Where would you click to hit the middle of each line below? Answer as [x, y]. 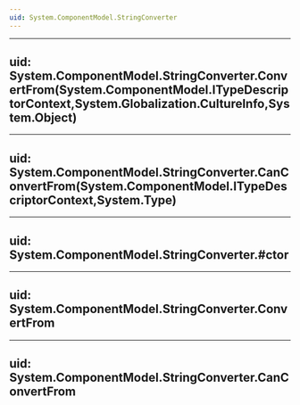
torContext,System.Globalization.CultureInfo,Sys [150, 104]
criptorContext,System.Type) [93, 200]
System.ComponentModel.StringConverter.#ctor [149, 255]
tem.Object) [43, 118]
